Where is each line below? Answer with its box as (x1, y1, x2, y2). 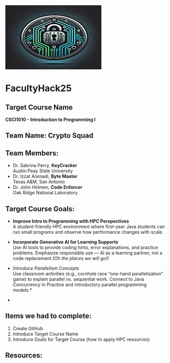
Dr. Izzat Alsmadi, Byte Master (12, 173, 78, 179)
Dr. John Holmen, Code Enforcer (12, 184, 83, 190)
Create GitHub (12, 325, 44, 331)
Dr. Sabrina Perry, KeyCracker (12, 163, 77, 169)
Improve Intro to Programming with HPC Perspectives (12, 218, 130, 225)
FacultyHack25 (5, 83, 72, 94)
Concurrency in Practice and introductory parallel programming (12, 281, 147, 288)
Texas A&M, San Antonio (12, 179, 65, 185)
